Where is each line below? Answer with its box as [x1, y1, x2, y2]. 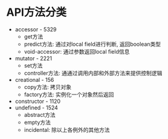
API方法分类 [6, 5, 66, 19]
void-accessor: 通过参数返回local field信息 [24, 48, 130, 55]
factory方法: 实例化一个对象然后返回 [24, 91, 114, 98]
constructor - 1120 [15, 97, 61, 105]
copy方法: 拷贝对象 [24, 83, 72, 90]
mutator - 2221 [15, 55, 53, 62]
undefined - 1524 [15, 103, 59, 111]
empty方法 [24, 119, 51, 126]
